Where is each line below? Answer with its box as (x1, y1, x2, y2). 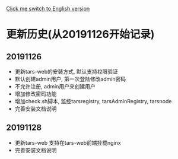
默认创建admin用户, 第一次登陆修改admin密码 (14, 75, 126, 82)
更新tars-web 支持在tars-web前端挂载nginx (14, 139, 121, 146)
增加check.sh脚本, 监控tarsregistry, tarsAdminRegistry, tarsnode (14, 98, 172, 104)
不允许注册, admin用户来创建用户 (14, 83, 96, 90)
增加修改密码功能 (14, 90, 57, 97)
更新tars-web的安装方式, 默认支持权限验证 (14, 68, 119, 75)
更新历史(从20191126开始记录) (6, 28, 155, 41)
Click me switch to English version (6, 5, 90, 12)
